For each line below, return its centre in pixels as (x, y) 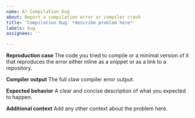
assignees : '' (24, 34)
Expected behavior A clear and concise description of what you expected (96, 91)
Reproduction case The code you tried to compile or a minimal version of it (97, 55)
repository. (19, 68)
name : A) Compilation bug (38, 12)
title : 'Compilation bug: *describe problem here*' (71, 22)
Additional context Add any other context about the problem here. (87, 109)
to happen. (19, 97)
